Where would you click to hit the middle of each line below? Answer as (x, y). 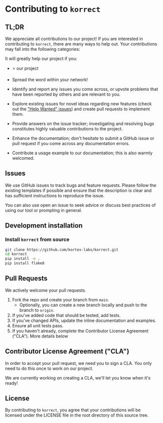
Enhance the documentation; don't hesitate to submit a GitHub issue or (83, 138)
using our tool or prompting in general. (44, 210)
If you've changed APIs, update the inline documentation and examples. (84, 320)
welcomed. (23, 158)
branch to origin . (37, 310)
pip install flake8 (25, 263)
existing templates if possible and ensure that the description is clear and (78, 190)
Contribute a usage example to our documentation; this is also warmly (82, 153)
